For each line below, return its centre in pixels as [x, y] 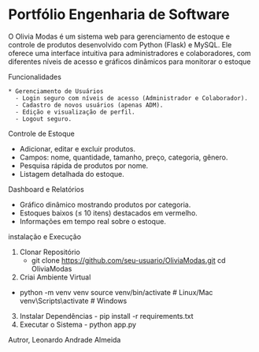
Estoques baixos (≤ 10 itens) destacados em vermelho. [109, 213]
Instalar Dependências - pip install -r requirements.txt [107, 316]
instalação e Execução [44, 236]
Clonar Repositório [50, 252]
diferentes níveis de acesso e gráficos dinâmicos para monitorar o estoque [129, 62]
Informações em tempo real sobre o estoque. [93, 221]
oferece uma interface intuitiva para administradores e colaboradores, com [130, 53]
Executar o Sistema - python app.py [78, 324]
